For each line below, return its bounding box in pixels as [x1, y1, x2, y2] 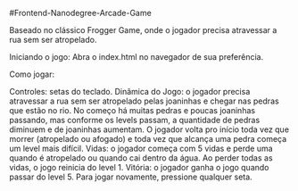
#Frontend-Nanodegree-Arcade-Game [9, 8, 152, 18]
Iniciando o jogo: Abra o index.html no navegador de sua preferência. [9, 52, 264, 62]
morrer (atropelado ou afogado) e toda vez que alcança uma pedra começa [9, 134, 287, 144]
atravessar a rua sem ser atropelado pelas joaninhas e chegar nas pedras [9, 95, 279, 106]
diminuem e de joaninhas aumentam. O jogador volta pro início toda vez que [9, 124, 290, 135]
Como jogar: [9, 69, 55, 79]
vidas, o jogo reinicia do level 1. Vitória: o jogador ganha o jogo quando [9, 162, 269, 172]
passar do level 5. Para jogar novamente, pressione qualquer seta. [9, 171, 252, 182]
